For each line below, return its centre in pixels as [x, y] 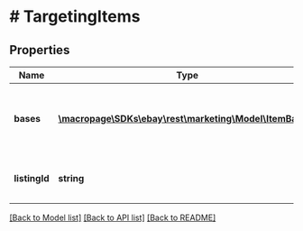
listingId [32, 178]
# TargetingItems [75, 17]
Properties [40, 50]
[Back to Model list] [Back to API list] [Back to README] [113, 217]
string [71, 178]
